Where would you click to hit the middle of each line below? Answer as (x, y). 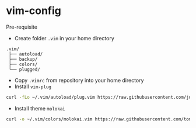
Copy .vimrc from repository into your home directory (79, 80)
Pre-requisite (22, 27)
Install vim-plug (33, 87)
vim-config (34, 11)
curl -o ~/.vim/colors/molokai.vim (49, 119)
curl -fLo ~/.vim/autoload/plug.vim (50, 97)
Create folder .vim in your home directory (64, 38)
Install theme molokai (40, 108)
